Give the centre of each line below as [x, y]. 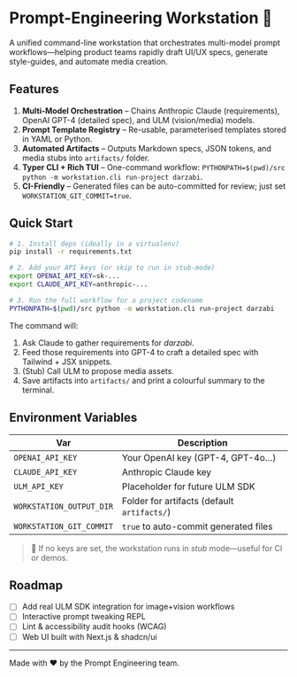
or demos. [49, 557]
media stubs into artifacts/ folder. [86, 158]
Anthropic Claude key [167, 471]
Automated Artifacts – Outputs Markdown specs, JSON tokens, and [146, 148]
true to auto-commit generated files [198, 526]
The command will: [44, 325]
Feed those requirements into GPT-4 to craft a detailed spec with [140, 352]
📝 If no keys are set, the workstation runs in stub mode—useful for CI [156, 548]
